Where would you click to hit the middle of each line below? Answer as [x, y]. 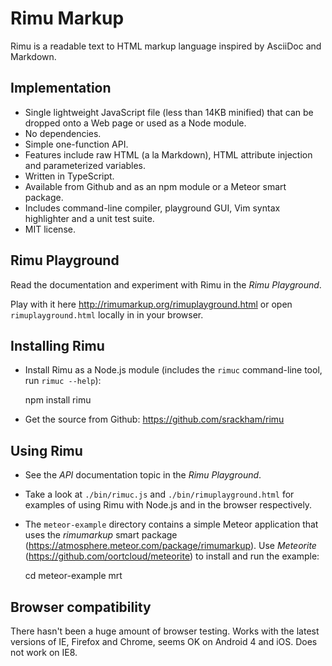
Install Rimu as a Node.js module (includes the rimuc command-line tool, [173, 370]
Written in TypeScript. [69, 176]
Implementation [61, 88]
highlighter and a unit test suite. [89, 218]
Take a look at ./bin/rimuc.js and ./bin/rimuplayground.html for [159, 494]
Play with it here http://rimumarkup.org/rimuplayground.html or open [151, 304]
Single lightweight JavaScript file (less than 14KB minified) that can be [169, 112]
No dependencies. [63, 133]
